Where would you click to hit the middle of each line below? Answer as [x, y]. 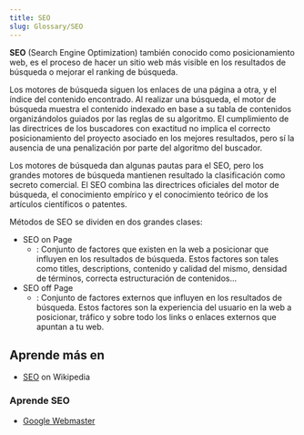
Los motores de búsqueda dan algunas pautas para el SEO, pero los [137, 165]
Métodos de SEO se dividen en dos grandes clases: [106, 222]
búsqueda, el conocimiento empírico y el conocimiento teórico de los [139, 194]
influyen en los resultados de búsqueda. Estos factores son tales [157, 259]
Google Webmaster [59, 420]
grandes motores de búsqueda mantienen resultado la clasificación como [147, 175]
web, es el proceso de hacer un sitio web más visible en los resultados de [148, 62]
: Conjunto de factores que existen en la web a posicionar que [152, 249]
